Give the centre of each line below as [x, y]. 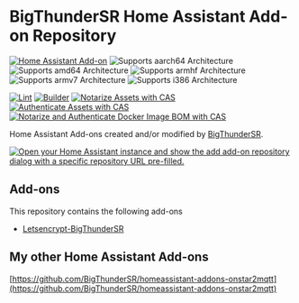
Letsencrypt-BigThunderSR [73, 228]
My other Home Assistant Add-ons [109, 257]
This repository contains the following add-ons [96, 211]
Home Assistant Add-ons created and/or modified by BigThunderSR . [136, 133]
